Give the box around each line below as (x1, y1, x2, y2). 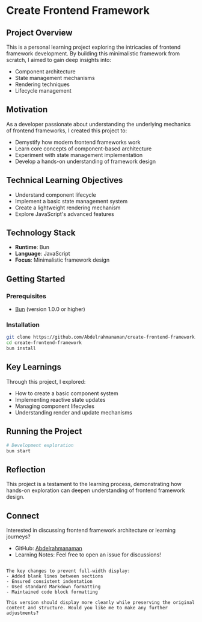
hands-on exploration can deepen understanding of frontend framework (6, 487, 185, 494)
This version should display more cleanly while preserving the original (6, 600, 195, 606)
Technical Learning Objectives (6, 175, 123, 185)
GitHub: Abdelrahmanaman (14, 545, 82, 552)
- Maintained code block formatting (6, 589, 98, 596)
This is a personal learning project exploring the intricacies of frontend (6, 43, 181, 51)
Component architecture (14, 68, 76, 75)
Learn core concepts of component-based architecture (14, 145, 152, 152)
